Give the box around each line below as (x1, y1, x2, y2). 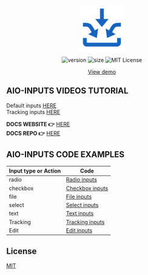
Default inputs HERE (6, 101, 57, 109)
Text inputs (66, 210, 94, 217)
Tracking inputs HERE (6, 108, 61, 115)
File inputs (66, 192, 92, 200)
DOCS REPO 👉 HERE (6, 129, 61, 137)
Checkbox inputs (66, 185, 109, 192)
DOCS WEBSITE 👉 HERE (6, 120, 70, 127)
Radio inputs (66, 176, 97, 183)
